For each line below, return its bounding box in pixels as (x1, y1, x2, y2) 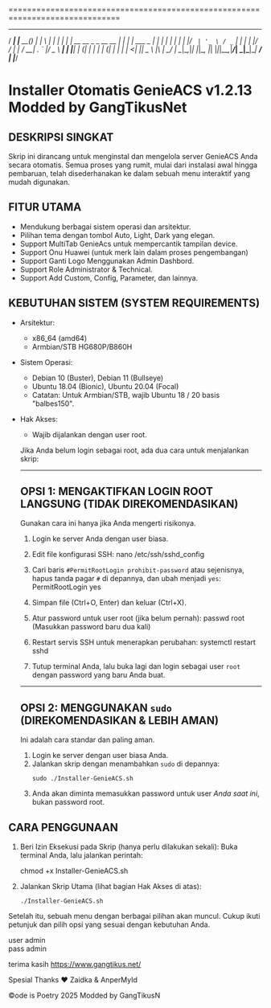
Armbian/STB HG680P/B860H (31, 342, 133, 351)
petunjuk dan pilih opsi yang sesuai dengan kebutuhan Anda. (8, 920, 211, 929)
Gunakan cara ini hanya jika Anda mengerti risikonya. (19, 518, 196, 528)
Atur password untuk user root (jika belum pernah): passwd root (31, 613, 245, 623)
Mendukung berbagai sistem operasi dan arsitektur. (19, 222, 191, 232)
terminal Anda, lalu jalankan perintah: (19, 850, 143, 860)
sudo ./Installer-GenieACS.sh (31, 775, 134, 783)
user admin (8, 936, 46, 945)
